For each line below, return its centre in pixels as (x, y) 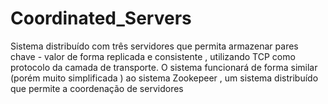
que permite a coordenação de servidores (97, 88)
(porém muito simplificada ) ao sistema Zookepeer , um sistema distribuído (164, 78)
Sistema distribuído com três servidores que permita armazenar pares (154, 46)
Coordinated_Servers (101, 18)
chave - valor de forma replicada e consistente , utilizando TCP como (153, 56)
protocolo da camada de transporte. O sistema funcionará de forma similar (164, 67)
